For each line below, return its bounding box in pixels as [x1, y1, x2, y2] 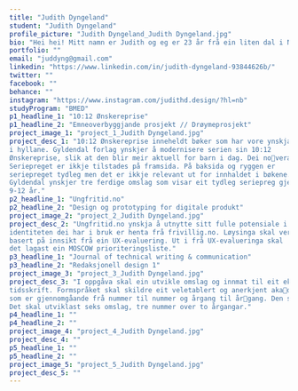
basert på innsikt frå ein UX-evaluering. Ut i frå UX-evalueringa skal [9, 236, 284, 245]
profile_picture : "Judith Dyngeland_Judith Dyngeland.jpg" [9, 29, 232, 38]
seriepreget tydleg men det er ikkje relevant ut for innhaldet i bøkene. [9, 170, 292, 179]
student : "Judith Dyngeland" [9, 21, 117, 30]
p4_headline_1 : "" [9, 310, 77, 320]
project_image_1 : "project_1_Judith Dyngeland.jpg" [9, 129, 204, 138]
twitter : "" [9, 71, 53, 80]
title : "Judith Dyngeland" [9, 12, 109, 22]
